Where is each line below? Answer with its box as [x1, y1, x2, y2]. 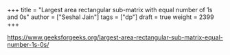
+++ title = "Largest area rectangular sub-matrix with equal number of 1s [7, 6, 213, 14]
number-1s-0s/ [7, 41, 49, 48]
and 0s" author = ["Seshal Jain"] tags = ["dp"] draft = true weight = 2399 [7, 13, 214, 21]
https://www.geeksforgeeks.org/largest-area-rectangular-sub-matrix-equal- [7, 33, 223, 41]
